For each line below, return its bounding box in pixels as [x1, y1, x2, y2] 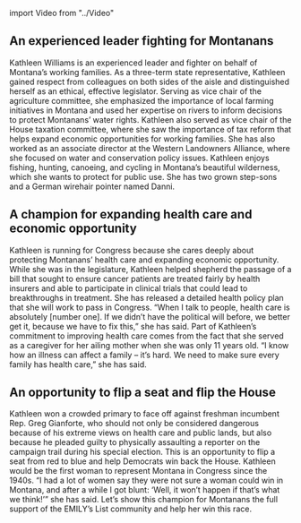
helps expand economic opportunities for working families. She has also [9, 133, 276, 144]
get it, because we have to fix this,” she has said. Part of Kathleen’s [9, 321, 257, 331]
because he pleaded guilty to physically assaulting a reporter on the [9, 437, 261, 448]
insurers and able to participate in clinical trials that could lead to [9, 282, 248, 294]
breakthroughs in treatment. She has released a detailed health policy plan [9, 292, 284, 303]
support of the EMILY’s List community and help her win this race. [9, 503, 253, 514]
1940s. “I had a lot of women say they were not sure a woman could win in [9, 475, 284, 486]
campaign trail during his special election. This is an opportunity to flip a [9, 447, 276, 458]
